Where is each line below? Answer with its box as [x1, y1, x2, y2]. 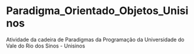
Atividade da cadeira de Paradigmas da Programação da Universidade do [6, 36, 185, 43]
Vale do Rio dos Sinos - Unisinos [6, 42, 86, 49]
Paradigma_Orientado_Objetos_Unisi [6, 4, 189, 18]
